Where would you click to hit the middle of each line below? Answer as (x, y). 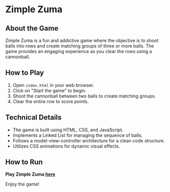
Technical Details (34, 118)
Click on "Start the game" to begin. (49, 90)
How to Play (25, 73)
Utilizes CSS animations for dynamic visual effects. (66, 146)
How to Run (24, 162)
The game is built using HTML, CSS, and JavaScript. (68, 130)
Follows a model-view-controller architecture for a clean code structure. (89, 140)
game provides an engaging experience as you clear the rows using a (79, 51)
